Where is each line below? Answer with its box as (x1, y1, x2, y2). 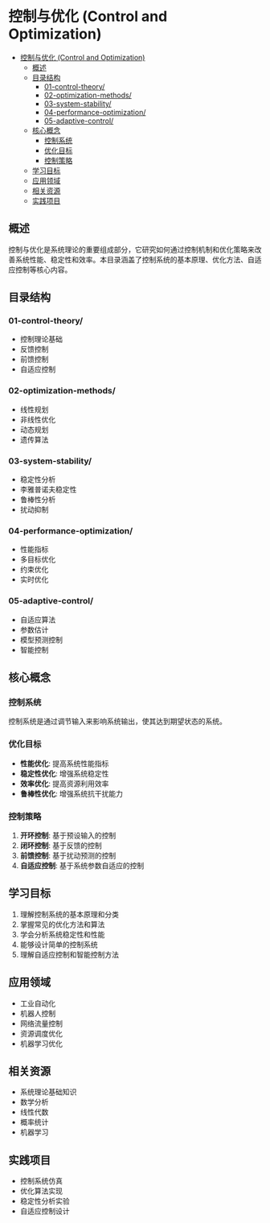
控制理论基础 (19, 335, 63, 344)
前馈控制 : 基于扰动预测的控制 (19, 850, 117, 860)
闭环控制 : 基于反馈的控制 (19, 840, 102, 850)
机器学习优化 (19, 1039, 63, 1048)
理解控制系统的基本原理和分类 (19, 909, 119, 919)
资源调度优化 (19, 1028, 63, 1038)
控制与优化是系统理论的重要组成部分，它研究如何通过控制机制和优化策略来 (8, 245, 255, 254)
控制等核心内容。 (14, 265, 72, 274)
